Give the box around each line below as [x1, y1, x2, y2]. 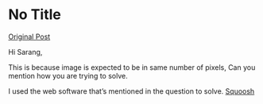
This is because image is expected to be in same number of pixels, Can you [8, 62, 256, 72]
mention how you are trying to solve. [8, 71, 129, 80]
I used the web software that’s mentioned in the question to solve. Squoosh [8, 86, 255, 96]
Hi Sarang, [8, 47, 43, 56]
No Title [8, 6, 62, 24]
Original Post [8, 32, 51, 41]
